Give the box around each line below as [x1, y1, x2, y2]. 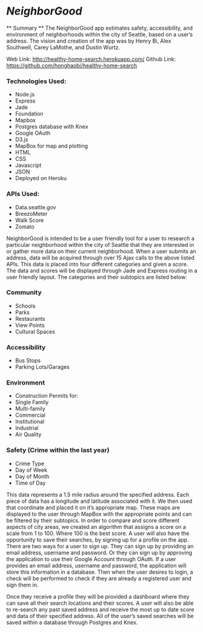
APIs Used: [6, 190, 40, 198]
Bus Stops [15, 357, 41, 365]
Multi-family [15, 405, 45, 412]
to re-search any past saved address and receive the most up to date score [6, 605, 195, 613]
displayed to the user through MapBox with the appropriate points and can [6, 510, 192, 517]
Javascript [15, 162, 42, 169]
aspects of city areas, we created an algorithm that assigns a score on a [6, 523, 187, 530]
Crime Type [15, 460, 44, 467]
